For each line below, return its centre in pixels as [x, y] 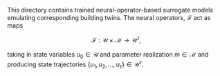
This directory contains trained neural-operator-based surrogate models [110, 10]
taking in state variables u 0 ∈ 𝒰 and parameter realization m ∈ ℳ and [108, 55]
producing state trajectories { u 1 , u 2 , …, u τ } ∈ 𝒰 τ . [75, 64]
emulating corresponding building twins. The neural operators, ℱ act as [109, 18]
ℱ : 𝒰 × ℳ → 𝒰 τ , [116, 39]
